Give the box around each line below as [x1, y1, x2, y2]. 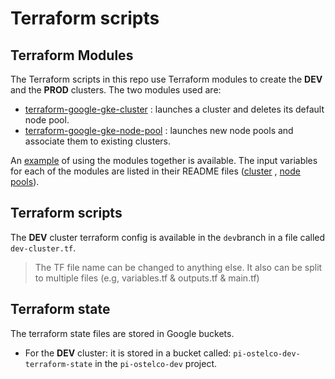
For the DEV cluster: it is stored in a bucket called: [24, 347, 232, 359]
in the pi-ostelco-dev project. [94, 357, 218, 369]
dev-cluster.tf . [10, 242, 77, 254]
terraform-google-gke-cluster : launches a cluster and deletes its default [24, 103, 325, 115]
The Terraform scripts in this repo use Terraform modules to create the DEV [10, 73, 323, 85]
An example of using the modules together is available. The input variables [10, 155, 318, 166]
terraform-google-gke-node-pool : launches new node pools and [24, 125, 294, 136]
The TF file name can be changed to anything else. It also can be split [34, 261, 323, 273]
